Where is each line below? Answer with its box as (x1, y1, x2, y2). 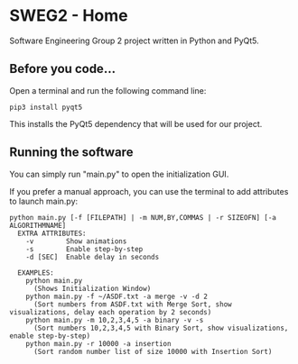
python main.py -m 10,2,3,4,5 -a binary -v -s (25, 315, 204, 324)
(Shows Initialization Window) (33, 284, 152, 293)
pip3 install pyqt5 (9, 103, 83, 112)
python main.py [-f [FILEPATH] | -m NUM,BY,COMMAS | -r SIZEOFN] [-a (9, 213, 277, 222)
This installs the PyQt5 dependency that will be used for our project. (9, 118, 263, 129)
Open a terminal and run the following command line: (9, 85, 207, 96)
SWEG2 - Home (9, 5, 128, 26)
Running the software (9, 145, 134, 160)
